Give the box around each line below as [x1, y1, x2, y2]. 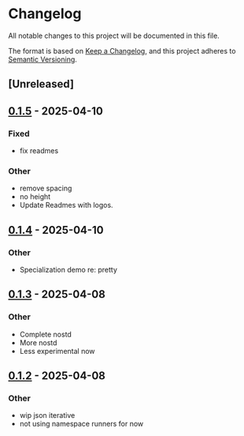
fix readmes [19, 146, 59, 156]
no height [19, 192, 51, 201]
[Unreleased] [8, 77, 75, 91]
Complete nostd [19, 329, 72, 339]
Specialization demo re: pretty [19, 265, 118, 274]
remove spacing [19, 183, 72, 194]
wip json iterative [19, 411, 76, 420]
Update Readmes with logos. [19, 201, 113, 210]
